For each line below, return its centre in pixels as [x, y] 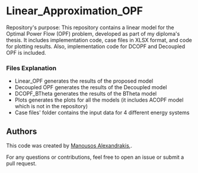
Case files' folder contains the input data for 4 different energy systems [102, 113]
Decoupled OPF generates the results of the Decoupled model [91, 87]
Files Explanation [31, 68]
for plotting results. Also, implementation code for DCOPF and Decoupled [96, 46]
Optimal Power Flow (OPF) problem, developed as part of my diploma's [93, 33]
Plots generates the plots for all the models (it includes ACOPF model [99, 100]
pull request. [21, 163]
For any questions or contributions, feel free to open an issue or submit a [95, 157]
